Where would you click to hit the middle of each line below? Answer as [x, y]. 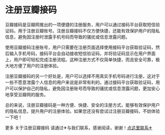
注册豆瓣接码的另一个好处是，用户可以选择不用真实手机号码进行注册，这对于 [82, 76]
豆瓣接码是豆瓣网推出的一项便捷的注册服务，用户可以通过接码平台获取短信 [80, 25]
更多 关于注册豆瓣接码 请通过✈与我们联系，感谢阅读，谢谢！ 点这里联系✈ [79, 128]
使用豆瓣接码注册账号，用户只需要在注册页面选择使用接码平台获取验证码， [80, 47]
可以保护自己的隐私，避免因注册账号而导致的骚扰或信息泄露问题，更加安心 [84, 88]
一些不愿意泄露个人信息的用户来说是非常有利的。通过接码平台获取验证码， [80, 82]
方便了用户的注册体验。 [37, 66]
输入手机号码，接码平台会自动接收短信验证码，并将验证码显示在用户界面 [82, 53]
